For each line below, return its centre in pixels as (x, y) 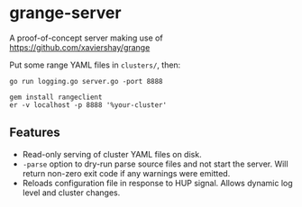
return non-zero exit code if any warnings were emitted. (126, 173)
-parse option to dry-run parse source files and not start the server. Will (155, 164)
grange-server (65, 13)
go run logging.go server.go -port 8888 (87, 81)
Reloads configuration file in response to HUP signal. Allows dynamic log (157, 183)
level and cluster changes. (71, 193)
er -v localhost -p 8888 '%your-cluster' (88, 105)
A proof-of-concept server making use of (87, 38)
